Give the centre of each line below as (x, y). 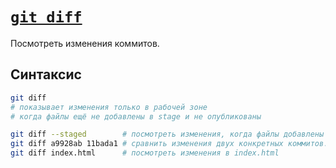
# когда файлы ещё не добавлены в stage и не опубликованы (136, 116)
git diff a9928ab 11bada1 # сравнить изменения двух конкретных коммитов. (169, 144)
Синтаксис (46, 74)
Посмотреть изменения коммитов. (85, 43)
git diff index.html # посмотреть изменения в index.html (145, 153)
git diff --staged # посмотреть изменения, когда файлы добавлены (167, 134)
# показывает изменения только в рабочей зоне (109, 107)
